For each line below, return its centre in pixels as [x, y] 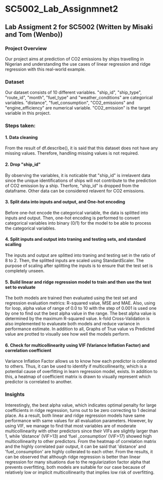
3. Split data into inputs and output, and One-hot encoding [65, 202]
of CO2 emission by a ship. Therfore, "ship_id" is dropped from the [72, 185]
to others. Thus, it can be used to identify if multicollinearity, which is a [76, 366]
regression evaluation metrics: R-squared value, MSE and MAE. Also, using [80, 303]
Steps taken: [20, 126]
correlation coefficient [28, 350]
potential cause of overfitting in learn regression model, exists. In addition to [81, 372]
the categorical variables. [30, 228]
